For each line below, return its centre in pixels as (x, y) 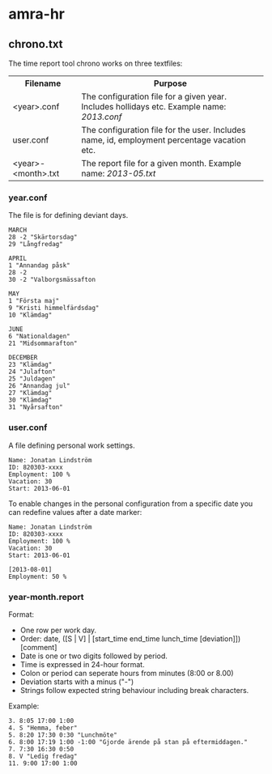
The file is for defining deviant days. (68, 215)
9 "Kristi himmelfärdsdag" (54, 308)
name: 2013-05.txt (118, 173)
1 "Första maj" (34, 301)
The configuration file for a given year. (153, 96)
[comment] (38, 647)
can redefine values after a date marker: (75, 512)
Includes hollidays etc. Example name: (153, 106)
